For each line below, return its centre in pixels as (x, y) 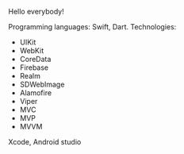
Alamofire (36, 93)
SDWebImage (42, 84)
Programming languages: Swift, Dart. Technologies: (92, 27)
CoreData (35, 59)
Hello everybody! (36, 12)
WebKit (32, 50)
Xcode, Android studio (45, 142)
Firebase (34, 67)
